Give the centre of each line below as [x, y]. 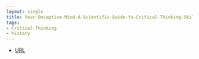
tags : [13, 22]
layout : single [25, 12]
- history [18, 34]
